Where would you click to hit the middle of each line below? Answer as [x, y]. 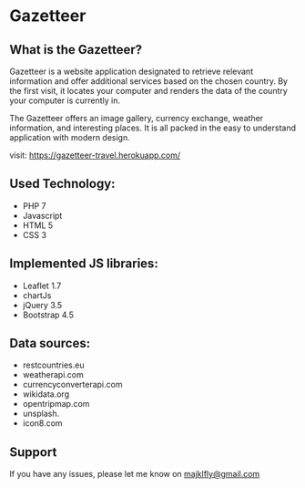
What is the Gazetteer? [76, 50]
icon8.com [42, 423]
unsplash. [41, 414]
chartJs [37, 295]
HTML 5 [38, 225]
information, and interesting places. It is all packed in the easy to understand [153, 128]
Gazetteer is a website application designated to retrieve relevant [131, 71]
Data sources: [50, 343]
